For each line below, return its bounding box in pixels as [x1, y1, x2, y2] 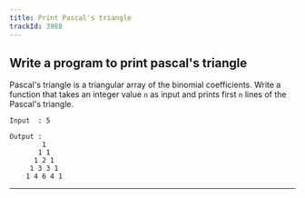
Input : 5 [9, 116, 51, 125]
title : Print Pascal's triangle [9, 13, 132, 23]
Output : [9, 133, 43, 142]
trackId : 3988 [9, 22, 64, 31]
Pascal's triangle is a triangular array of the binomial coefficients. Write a [9, 79, 281, 91]
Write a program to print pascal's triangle [9, 55, 248, 71]
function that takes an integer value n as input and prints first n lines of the [9, 89, 287, 100]
